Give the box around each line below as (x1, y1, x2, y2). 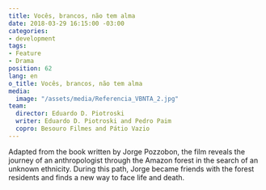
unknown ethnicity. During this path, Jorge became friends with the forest (8, 163, 255, 174)
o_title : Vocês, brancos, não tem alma (8, 79, 143, 87)
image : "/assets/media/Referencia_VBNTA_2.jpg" (15, 95, 179, 103)
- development (8, 34, 57, 43)
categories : (8, 27, 49, 35)
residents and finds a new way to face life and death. (8, 172, 185, 182)
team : (8, 102, 27, 110)
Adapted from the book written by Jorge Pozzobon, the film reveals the (8, 146, 245, 156)
